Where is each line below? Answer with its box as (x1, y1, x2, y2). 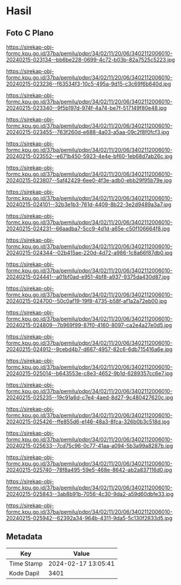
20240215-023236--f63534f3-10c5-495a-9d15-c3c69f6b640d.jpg (6, 80, 172, 87)
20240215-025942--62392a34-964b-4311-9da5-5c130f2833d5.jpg (6, 515, 173, 521)
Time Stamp (9, 559, 43, 568)
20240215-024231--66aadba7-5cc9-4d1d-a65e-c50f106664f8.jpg (6, 225, 170, 232)
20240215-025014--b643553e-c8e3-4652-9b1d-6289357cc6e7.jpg (6, 370, 173, 377)
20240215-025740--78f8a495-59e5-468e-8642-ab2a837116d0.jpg (6, 466, 173, 473)
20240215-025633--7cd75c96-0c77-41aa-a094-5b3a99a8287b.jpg (6, 442, 173, 449)
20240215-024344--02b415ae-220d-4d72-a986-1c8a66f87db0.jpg (6, 249, 173, 256)
